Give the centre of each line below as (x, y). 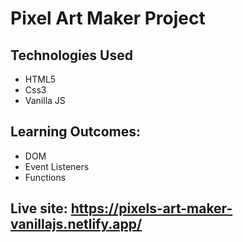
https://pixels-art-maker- (151, 208)
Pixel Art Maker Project (108, 18)
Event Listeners (57, 166)
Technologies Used (71, 55)
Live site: (39, 208)
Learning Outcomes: (75, 132)
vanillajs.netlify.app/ (76, 224)
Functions (45, 177)
